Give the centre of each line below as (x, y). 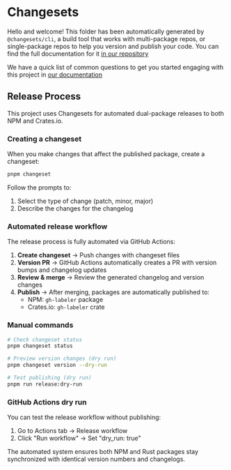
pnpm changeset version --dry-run (57, 365)
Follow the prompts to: (39, 187)
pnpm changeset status (40, 346)
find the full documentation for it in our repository (78, 54)
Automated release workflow (57, 226)
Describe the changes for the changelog (75, 208)
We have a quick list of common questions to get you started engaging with (115, 67)
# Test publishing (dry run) (49, 378)
